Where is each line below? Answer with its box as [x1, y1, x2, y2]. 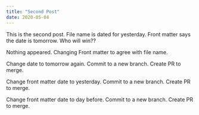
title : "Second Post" [6, 8, 60, 15]
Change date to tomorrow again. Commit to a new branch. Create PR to [6, 60, 181, 67]
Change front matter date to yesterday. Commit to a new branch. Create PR [6, 78, 191, 85]
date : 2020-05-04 [6, 14, 49, 20]
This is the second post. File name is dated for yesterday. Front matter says [6, 30, 191, 38]
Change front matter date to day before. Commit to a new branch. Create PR [6, 96, 194, 103]
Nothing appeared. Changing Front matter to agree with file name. [6, 48, 168, 55]
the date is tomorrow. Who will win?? [6, 37, 97, 44]
